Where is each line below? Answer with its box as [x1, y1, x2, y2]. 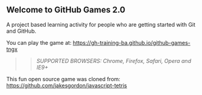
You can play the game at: [6, 39, 72, 46]
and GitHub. [6, 27, 37, 34]
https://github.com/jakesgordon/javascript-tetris [6, 82, 128, 89]
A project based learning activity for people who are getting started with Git [6, 21, 196, 28]
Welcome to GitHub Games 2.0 [6, 5, 126, 15]
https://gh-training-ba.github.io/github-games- [72, 39, 190, 46]
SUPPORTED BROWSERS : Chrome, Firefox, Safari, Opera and [36, 57, 192, 64]
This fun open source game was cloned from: [6, 75, 120, 82]
